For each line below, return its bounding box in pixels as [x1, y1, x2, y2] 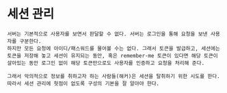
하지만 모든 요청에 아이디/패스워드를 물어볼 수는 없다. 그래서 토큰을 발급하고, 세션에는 [7, 45, 220, 52]
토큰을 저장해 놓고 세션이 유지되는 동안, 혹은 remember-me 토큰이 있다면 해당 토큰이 [7, 52, 218, 59]
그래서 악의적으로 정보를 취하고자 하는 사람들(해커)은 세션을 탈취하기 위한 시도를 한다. [7, 72, 220, 79]
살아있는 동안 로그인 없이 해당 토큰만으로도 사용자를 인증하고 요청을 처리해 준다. [7, 59, 205, 66]
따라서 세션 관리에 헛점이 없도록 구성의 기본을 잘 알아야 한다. [7, 80, 160, 87]
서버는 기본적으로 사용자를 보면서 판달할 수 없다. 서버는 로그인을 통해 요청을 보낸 [7, 30, 208, 38]
